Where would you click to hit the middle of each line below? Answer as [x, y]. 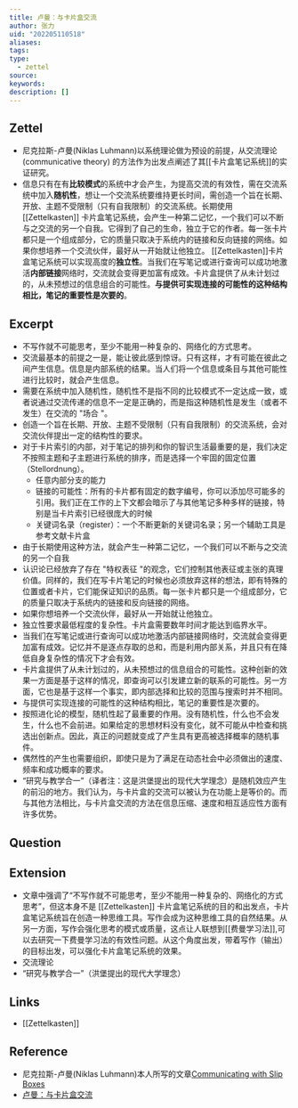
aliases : [25, 42]
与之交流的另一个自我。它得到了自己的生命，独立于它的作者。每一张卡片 [154, 229]
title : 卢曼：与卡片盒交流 [53, 17]
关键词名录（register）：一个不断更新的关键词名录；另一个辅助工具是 [161, 525]
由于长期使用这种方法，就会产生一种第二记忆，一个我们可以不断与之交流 [154, 547]
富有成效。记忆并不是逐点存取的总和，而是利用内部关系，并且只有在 [155, 648]
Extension [38, 872]
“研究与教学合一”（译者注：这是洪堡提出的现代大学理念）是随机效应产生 [154, 781]
